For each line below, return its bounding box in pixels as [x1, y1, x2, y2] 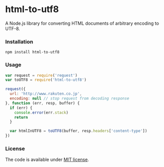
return [14, 115, 28, 120]
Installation [5, 38, 34, 45]
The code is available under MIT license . [5, 156, 89, 162]
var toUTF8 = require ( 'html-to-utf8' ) [5, 77, 87, 83]
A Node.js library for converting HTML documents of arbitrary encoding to [5, 20, 159, 26]
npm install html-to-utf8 [5, 49, 59, 55]
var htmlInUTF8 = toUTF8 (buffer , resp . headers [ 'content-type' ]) [10, 129, 147, 134]
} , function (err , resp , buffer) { [5, 100, 80, 105]
